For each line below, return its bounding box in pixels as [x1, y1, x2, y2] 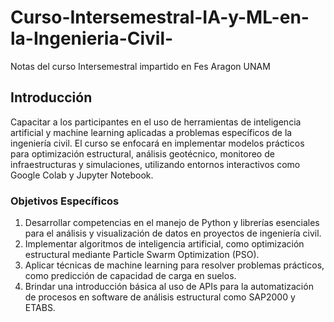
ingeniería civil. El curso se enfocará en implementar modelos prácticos [10, 137, 305, 149]
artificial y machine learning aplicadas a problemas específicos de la [10, 126, 293, 138]
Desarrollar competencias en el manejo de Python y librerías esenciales [24, 217, 320, 229]
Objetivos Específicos [10, 194, 120, 208]
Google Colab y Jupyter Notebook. [10, 169, 154, 181]
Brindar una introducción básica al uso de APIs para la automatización [24, 281, 314, 293]
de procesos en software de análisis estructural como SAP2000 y [24, 291, 296, 303]
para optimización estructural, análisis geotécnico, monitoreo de [10, 147, 275, 160]
